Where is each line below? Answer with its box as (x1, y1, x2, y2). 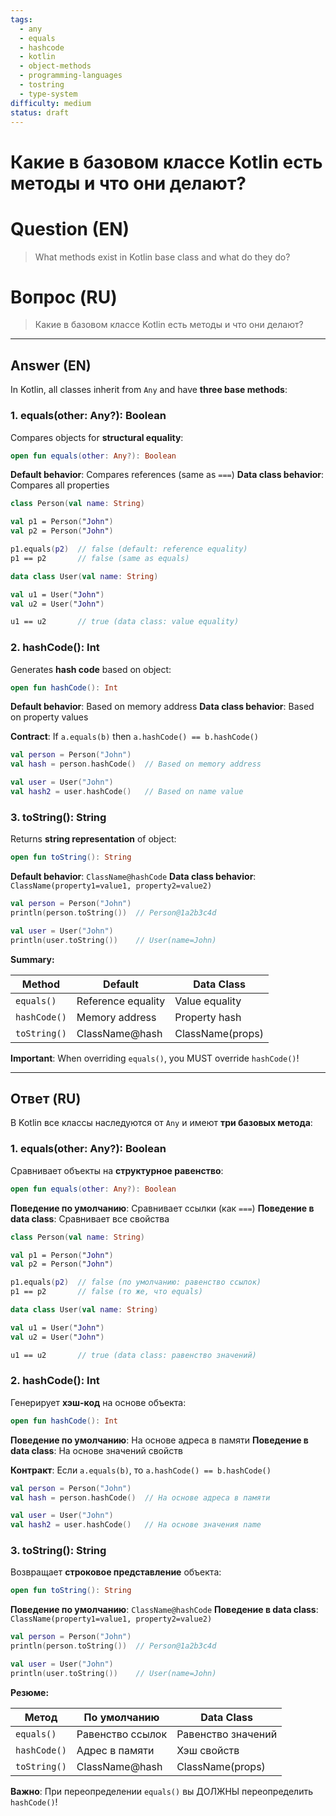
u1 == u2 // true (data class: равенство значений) (10, 1350, 257, 1360)
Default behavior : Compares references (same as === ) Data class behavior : (10, 469, 325, 481)
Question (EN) (10, 217, 130, 240)
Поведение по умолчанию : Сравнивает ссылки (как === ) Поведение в (10, 1202, 315, 1214)
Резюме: (10, 1686, 50, 1698)
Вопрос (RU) (10, 286, 118, 308)
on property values (10, 711, 89, 723)
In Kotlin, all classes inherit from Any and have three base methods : (10, 384, 288, 396)
